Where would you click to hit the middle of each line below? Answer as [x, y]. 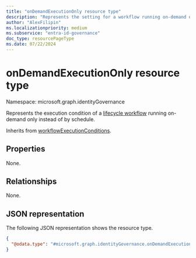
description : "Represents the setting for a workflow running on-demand [96, 17]
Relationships [32, 182]
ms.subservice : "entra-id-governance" [53, 33]
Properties [26, 149]
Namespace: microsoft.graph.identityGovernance [66, 102]
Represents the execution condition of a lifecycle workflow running [86, 113]
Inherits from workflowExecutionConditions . [59, 130]
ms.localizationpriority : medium [47, 28]
